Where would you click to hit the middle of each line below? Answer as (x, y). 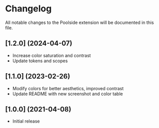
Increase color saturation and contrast (52, 55)
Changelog (28, 9)
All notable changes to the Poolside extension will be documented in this (79, 22)
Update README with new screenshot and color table (68, 94)
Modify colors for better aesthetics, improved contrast (68, 88)
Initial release (26, 121)
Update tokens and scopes (40, 61)
